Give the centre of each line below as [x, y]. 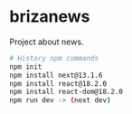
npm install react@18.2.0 [58, 83]
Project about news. [47, 42]
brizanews [50, 17]
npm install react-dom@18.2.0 [66, 92]
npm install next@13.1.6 [56, 75]
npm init [26, 66]
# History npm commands [54, 58]
